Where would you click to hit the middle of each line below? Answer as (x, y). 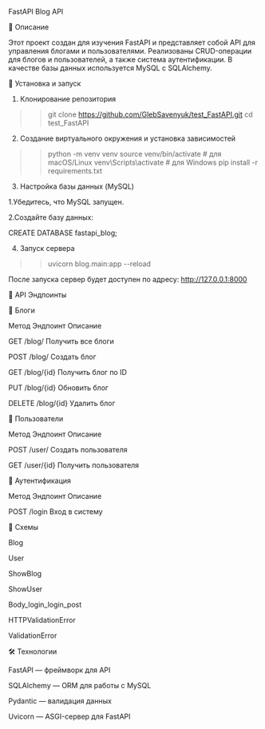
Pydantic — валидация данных (60, 701)
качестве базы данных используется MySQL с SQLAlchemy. (111, 68)
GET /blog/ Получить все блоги (61, 341)
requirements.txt (75, 171)
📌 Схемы (23, 527)
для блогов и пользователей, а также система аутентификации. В (121, 60)
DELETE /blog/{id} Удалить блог (62, 403)
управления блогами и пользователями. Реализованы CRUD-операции (130, 51)
